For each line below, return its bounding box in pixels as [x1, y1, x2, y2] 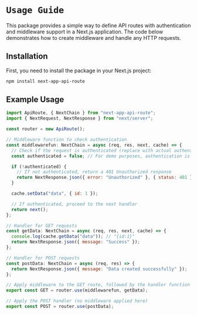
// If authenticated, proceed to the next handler [11, 201, 138, 207]
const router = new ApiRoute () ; [6, 126, 85, 132]
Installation [6, 52, 48, 62]
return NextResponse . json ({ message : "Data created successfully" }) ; [11, 266, 188, 272]
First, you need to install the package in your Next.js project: [6, 67, 151, 74]
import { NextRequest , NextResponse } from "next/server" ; [6, 116, 154, 121]
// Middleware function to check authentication [6, 137, 127, 143]
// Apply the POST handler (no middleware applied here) [6, 298, 148, 304]
